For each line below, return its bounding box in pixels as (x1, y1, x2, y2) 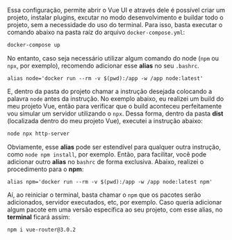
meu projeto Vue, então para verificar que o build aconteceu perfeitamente (7, 102, 222, 110)
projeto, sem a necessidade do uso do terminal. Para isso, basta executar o (7, 21, 223, 29)
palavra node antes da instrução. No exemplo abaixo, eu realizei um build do (7, 94, 224, 103)
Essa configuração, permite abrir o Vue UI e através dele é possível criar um (7, 6, 226, 14)
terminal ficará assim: (7, 212, 71, 221)
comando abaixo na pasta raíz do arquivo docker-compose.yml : (7, 28, 185, 36)
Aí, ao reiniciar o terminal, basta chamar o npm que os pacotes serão (7, 191, 201, 199)
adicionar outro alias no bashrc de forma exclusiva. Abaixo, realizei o (7, 157, 204, 166)
